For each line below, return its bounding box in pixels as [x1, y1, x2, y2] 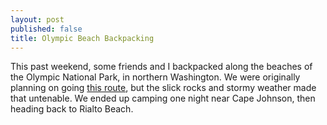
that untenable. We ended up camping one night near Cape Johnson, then [10, 92, 316, 105]
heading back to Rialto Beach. [10, 103, 134, 115]
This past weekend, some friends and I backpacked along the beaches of [10, 61, 313, 73]
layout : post [10, 14, 65, 25]
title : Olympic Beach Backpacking [10, 33, 155, 43]
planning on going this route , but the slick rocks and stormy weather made [10, 82, 317, 94]
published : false [10, 24, 83, 34]
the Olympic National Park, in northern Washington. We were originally [10, 71, 301, 83]
